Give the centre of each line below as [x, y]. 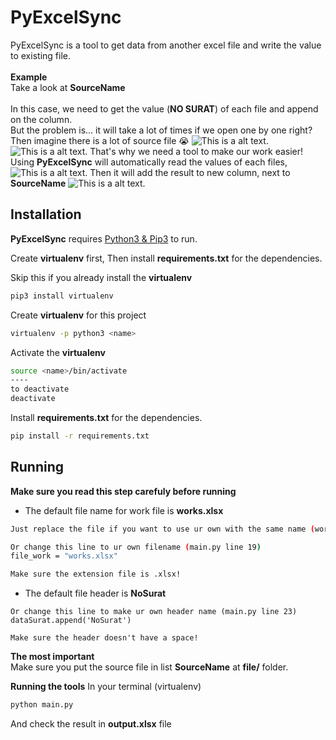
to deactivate [40, 389]
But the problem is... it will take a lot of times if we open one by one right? [161, 130]
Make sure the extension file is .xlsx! [96, 574]
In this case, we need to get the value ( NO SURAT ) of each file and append [164, 108]
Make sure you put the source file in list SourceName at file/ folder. [149, 667]
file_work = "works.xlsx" [64, 556]
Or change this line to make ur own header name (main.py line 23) [154, 612]
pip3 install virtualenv [62, 296]
